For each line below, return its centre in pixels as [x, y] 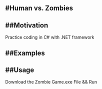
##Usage [20, 70]
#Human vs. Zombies [39, 8]
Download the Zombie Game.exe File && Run [51, 82]
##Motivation [27, 25]
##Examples [25, 53]
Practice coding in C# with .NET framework [50, 37]
